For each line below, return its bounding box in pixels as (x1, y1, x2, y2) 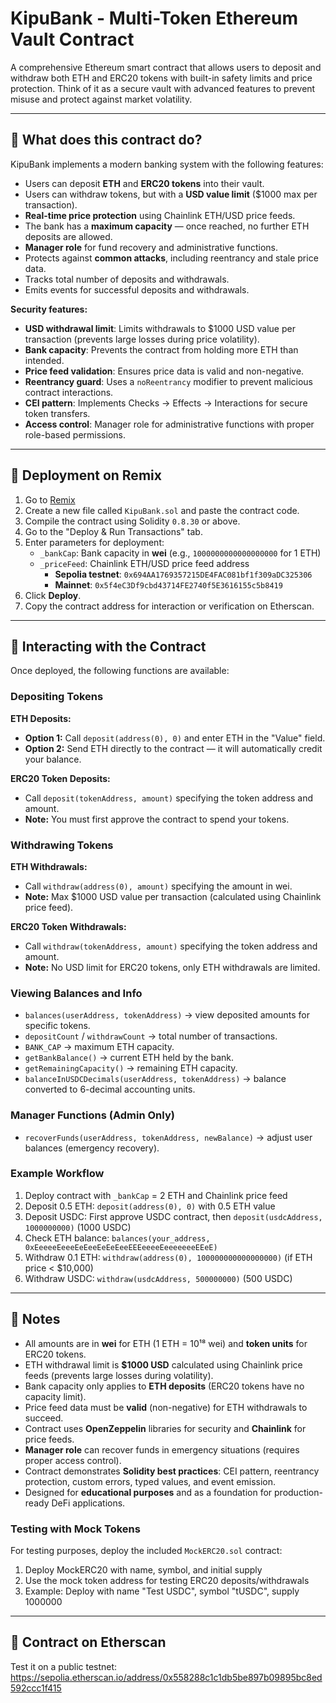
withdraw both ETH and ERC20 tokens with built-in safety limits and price (10, 72, 313, 84)
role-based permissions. (24, 428, 126, 441)
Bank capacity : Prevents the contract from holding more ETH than (24, 343, 299, 356)
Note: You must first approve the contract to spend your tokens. (24, 813, 290, 825)
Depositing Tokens (10, 690, 104, 704)
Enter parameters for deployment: (24, 536, 165, 548)
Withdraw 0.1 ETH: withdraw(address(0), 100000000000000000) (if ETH (24, 1251, 313, 1263)
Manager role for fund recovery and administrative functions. (24, 241, 278, 253)
